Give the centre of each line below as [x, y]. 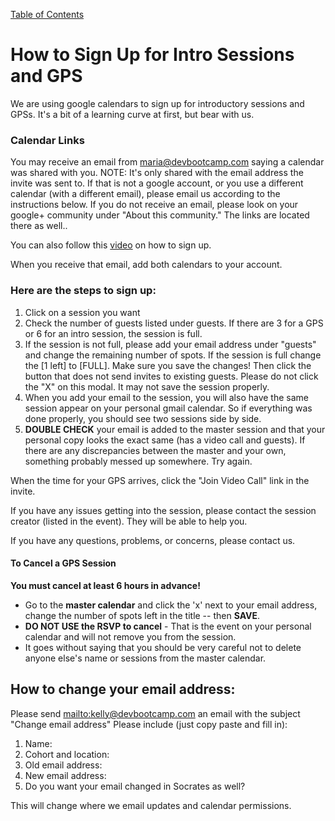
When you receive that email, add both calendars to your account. [146, 265]
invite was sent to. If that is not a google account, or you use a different [157, 183]
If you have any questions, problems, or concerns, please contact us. [153, 540]
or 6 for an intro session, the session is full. [113, 333]
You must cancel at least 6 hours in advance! [105, 585]
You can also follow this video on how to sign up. [111, 245]
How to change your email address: [123, 689]
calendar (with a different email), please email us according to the [145, 194]
